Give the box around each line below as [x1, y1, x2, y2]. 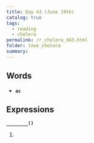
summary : [6, 48, 29, 55]
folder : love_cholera [6, 43, 61, 49]
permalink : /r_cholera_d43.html [6, 37, 88, 43]
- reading [12, 25, 36, 32]
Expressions [6, 104, 55, 115]
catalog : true [6, 15, 42, 21]
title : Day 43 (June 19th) [6, 8, 75, 15]
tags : [6, 20, 20, 26]
